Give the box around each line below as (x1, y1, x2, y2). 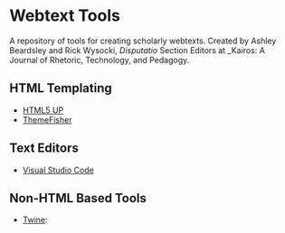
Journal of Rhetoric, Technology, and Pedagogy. (9, 54, 190, 65)
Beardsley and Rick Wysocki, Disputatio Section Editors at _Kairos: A (9, 44, 265, 55)
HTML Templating (9, 80, 113, 96)
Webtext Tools (9, 5, 120, 26)
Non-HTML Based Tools (9, 191, 147, 206)
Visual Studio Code (22, 164, 95, 175)
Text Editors (9, 141, 79, 156)
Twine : (22, 214, 48, 226)
